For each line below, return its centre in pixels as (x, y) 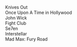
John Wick (16, 18)
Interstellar (16, 34)
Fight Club (16, 23)
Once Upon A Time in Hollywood (38, 12)
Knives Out (16, 7)
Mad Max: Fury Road (27, 39)
